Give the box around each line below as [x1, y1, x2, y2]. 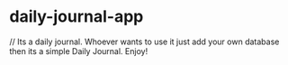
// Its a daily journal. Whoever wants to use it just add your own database [9, 36, 280, 47]
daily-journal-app [9, 6, 144, 27]
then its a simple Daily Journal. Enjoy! [9, 45, 148, 56]
